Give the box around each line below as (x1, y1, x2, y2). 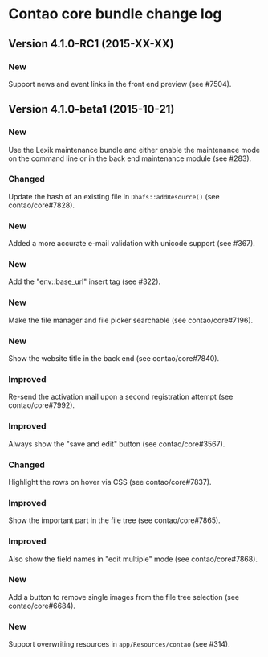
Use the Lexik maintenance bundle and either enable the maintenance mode (8, 145, 261, 154)
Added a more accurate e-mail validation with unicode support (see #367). (8, 239, 255, 248)
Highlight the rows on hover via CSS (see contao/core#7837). (8, 477, 212, 487)
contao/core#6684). (8, 601, 76, 610)
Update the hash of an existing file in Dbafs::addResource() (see (8, 191, 220, 201)
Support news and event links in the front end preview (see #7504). (8, 79, 232, 88)
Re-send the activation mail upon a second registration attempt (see (8, 392, 233, 402)
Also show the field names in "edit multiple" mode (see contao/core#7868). (8, 554, 258, 564)
